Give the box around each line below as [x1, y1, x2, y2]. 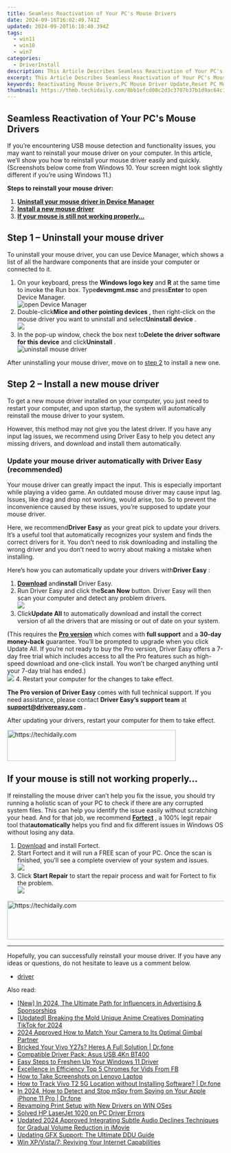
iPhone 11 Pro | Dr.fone [16, 1094, 81, 1102]
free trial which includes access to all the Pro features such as [19, 652, 195, 660]
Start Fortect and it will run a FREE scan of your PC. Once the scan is [16, 849, 212, 857]
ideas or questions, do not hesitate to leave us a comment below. [7, 959, 191, 967]
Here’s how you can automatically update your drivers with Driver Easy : [7, 565, 211, 574]
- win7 [13, 49, 32, 56]
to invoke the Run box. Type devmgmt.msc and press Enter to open [16, 285, 208, 293]
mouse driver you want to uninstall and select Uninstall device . [16, 315, 197, 323]
